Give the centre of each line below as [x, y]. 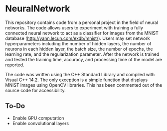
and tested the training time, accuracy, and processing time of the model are [84, 59]
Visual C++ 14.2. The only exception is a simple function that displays [77, 80]
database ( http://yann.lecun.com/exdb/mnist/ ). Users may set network [78, 38]
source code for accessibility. [35, 90]
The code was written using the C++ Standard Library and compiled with [80, 74]
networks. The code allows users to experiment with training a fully [74, 27]
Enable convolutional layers [40, 123]
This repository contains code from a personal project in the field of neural [82, 22]
